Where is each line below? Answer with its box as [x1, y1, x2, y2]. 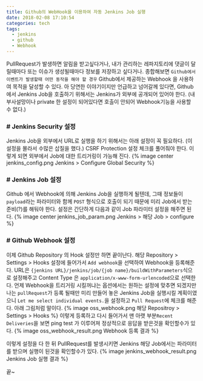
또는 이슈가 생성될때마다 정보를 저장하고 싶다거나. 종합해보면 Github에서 [27, 67, 196, 75]
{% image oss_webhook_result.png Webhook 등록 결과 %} [14, 327, 159, 334]
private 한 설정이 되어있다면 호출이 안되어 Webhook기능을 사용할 [37, 98, 191, 105]
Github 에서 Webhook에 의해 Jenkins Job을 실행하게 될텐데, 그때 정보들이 [6, 190, 184, 198]
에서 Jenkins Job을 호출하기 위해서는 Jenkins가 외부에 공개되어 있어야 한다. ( [6, 90, 190, 98]
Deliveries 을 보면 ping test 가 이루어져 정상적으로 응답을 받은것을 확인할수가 [6, 319, 190, 326]
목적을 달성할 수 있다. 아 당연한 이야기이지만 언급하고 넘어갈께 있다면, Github [12, 83, 194, 90]
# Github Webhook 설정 [6, 236, 76, 244]
